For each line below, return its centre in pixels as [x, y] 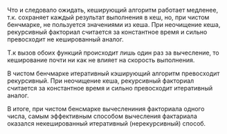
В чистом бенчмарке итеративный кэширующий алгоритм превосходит [113, 73]
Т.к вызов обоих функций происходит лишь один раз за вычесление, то [113, 52]
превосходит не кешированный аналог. [65, 39]
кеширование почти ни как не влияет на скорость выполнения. [101, 60]
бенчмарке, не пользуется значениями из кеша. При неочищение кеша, [114, 25]
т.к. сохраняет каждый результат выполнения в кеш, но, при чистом [108, 17]
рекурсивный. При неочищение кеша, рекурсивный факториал [101, 81]
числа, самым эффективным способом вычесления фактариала [102, 116]
